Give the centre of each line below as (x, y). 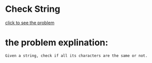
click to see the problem (30, 23)
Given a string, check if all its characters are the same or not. (76, 56)
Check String (33, 9)
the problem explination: (57, 43)
